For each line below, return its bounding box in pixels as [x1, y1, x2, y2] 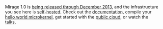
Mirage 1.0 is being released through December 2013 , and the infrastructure [5, 4, 159, 10]
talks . [5, 19, 16, 25]
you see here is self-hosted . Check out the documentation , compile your [5, 9, 152, 15]
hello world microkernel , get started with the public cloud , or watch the [5, 14, 149, 19]
